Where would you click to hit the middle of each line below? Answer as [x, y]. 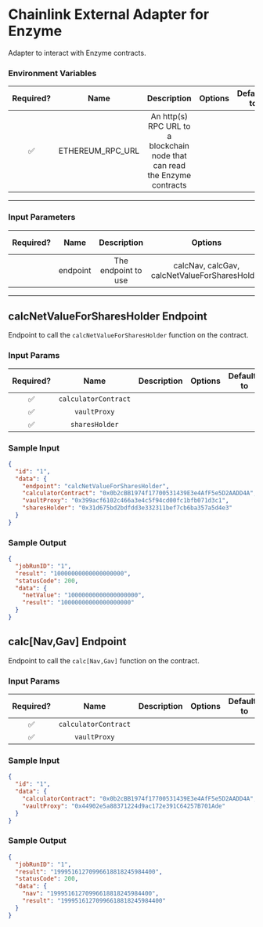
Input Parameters [42, 217]
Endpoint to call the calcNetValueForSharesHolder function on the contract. [128, 335]
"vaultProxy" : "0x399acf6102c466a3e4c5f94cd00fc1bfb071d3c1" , [126, 501]
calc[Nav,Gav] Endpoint [67, 642]
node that [169, 156]
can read [169, 166]
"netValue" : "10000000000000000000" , [84, 595]
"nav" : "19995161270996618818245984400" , [90, 894]
